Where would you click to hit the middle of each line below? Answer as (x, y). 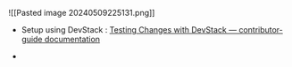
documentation (72, 39)
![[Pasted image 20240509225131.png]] (82, 13)
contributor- (261, 30)
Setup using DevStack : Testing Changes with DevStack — (129, 30)
